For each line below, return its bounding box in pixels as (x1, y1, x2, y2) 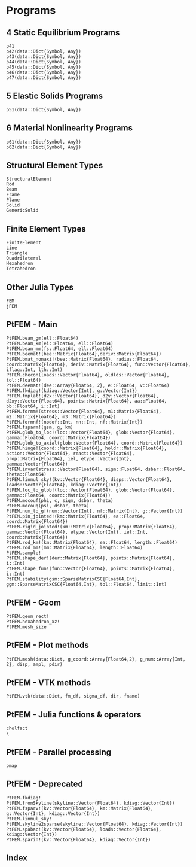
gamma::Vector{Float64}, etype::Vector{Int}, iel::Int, (6, 529, 148, 535)
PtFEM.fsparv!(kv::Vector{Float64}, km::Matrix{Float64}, (6, 805, 154, 811)
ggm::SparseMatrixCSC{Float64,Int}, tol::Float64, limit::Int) (6, 581, 167, 587)
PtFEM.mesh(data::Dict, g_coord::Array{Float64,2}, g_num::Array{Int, (6, 656, 186, 662)
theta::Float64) (6, 471, 47, 477)
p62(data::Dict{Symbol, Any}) (6, 144, 82, 150)
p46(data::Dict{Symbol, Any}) (6, 69, 82, 75)
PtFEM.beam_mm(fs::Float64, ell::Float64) (6, 345, 114, 352)
